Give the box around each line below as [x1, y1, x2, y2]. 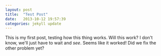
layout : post [5, 7, 32, 12]
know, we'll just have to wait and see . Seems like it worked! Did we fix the [5, 40, 156, 46]
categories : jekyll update [5, 21, 61, 26]
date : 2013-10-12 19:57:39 [5, 16, 66, 21]
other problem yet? [5, 45, 44, 51]
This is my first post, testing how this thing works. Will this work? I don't [5, 35, 153, 41]
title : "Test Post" [5, 12, 48, 17]
